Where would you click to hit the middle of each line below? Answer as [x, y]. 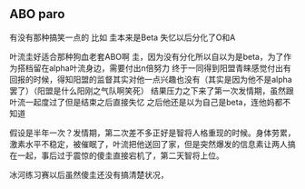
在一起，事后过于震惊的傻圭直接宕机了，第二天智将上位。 [117, 155]
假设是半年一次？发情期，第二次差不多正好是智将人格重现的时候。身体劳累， [152, 133]
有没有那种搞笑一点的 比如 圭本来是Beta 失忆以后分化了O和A [123, 37]
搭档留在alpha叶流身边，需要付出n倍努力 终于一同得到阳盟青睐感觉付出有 [154, 68]
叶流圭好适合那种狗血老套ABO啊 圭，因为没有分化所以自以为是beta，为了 [147, 56]
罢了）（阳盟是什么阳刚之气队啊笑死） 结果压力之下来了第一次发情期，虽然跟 [152, 90]
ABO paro [37, 14]
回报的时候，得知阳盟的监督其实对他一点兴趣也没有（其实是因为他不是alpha [151, 79]
